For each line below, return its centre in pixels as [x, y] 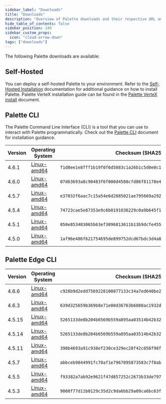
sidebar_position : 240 [28, 28]
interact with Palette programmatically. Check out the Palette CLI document [82, 133]
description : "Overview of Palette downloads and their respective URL [80, 19]
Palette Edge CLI [31, 259]
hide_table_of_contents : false [37, 24]
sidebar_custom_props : [28, 33]
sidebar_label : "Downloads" [34, 10]
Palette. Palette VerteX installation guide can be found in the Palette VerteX [81, 94]
